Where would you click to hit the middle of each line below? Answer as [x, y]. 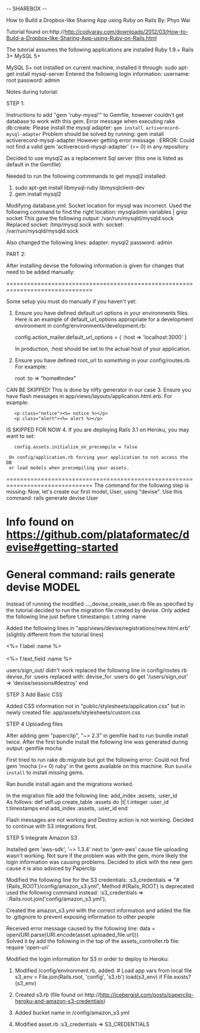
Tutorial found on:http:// [36, 32]
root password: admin [33, 80]
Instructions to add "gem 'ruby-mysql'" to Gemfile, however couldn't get [95, 115]
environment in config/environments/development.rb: [81, 326]
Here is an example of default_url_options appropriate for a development [104, 319]
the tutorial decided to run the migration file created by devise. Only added [98, 610]
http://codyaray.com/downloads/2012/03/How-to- [127, 32]
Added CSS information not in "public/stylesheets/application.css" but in [96, 706]
